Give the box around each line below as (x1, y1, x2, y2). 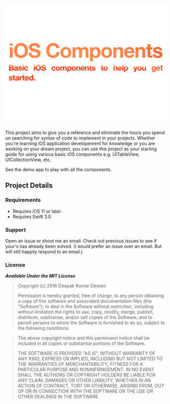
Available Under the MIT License (5, 273, 76, 279)
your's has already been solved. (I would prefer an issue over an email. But (5, 243, 162, 249)
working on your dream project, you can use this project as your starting (5, 146, 157, 152)
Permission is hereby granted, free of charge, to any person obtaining (17, 292, 164, 299)
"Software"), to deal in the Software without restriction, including (17, 304, 154, 310)
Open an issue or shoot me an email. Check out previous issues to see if (5, 237, 157, 244)
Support (5, 226, 26, 233)
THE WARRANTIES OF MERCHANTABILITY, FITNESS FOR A (17, 361, 144, 367)
